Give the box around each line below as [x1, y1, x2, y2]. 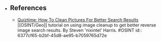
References [9, 4, 47, 12]
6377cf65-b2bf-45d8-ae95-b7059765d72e [17, 32, 107, 38]
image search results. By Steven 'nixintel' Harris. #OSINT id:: [17, 27, 142, 33]
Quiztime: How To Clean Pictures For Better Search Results [17, 17, 139, 22]
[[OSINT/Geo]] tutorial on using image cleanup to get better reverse [17, 22, 156, 28]
